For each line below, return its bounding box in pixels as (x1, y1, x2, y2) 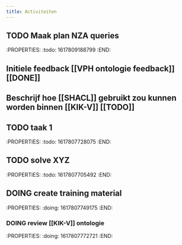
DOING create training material (6, 188, 122, 199)
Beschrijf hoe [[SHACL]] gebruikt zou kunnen (6, 93, 177, 103)
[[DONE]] (6, 72, 40, 83)
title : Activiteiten (6, 8, 58, 15)
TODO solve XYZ (6, 155, 70, 166)
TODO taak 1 (6, 122, 53, 132)
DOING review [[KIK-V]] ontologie (6, 219, 105, 227)
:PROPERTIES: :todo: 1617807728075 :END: (6, 138, 111, 145)
